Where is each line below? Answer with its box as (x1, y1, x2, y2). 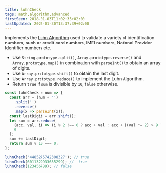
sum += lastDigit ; (9, 136, 48, 141)
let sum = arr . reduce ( (9, 118, 56, 123)
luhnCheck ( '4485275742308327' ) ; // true (5, 154, 90, 160)
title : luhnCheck (5, 7, 41, 12)
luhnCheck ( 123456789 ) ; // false (5, 164, 72, 169)
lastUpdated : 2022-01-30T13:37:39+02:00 (5, 21, 90, 26)
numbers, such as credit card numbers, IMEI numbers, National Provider (5, 40, 152, 46)
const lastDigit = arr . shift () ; (9, 113, 77, 119)
